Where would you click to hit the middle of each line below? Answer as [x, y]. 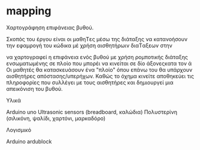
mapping [29, 11]
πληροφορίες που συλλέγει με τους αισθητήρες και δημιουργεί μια [90, 82]
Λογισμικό [19, 130]
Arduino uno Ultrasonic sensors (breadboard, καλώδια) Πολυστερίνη [92, 112]
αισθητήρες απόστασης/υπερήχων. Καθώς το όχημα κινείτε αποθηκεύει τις [100, 76]
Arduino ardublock [29, 141]
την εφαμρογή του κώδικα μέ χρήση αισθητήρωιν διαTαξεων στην [89, 45]
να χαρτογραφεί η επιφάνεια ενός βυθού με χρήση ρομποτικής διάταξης [97, 57]
